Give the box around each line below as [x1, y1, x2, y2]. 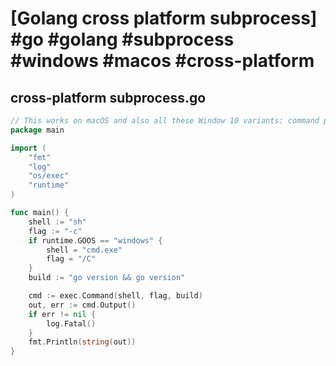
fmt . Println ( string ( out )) [28, 337, 137, 347]
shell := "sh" [28, 217, 87, 227]
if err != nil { [28, 309, 97, 319]
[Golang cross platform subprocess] [10, 7, 318, 30]
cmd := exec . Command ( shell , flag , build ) [28, 291, 203, 301]
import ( [10, 143, 47, 153]
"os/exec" [28, 171, 70, 181]
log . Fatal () [46, 318, 97, 329]
